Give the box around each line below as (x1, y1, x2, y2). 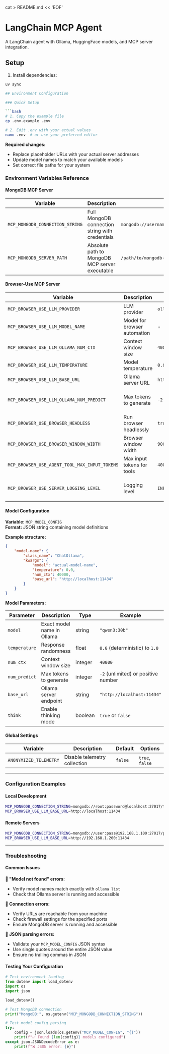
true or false (100, 712, 131, 719)
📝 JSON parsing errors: (5, 931, 55, 937)
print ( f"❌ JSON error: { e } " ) (14, 1044, 76, 1049)
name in (41, 626, 60, 634)
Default (115, 745, 134, 752)
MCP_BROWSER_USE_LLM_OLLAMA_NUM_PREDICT (8, 397, 106, 403)
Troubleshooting (5, 852, 47, 859)
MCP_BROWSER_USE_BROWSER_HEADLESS (8, 420, 91, 426)
